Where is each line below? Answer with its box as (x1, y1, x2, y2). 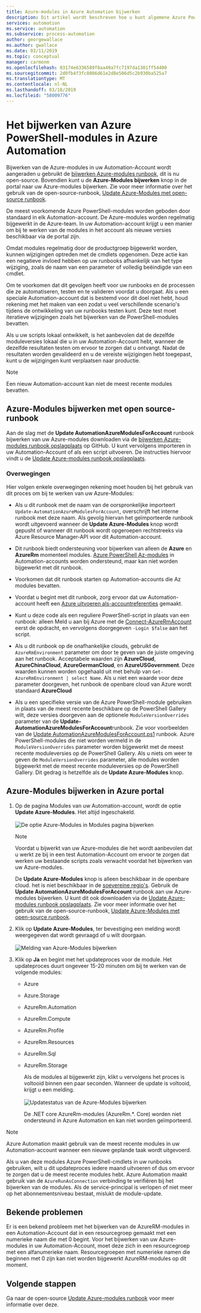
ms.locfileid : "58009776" (6, 92, 71, 98)
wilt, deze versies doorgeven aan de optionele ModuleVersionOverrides (14, 711, 190, 718)
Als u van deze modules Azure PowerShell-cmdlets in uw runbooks (6, 1158, 172, 1165)
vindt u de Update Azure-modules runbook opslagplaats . (6, 454, 147, 462)
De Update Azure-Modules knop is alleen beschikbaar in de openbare (14, 875, 190, 882)
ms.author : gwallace (6, 43, 58, 49)
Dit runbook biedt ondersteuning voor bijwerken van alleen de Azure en (14, 544, 192, 552)
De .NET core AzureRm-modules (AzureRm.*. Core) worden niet (23, 1110, 181, 1117)
